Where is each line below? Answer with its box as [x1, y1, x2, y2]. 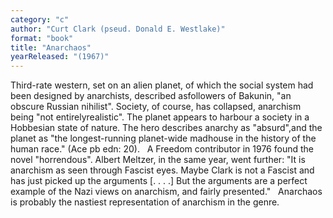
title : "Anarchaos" [10, 42, 92, 53]
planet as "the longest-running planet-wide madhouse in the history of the [10, 132, 317, 145]
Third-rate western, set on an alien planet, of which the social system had [10, 79, 314, 91]
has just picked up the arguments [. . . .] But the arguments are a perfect [10, 175, 308, 187]
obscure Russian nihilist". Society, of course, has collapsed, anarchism [10, 101, 302, 113]
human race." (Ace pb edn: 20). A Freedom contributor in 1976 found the [10, 143, 314, 155]
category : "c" [10, 14, 70, 25]
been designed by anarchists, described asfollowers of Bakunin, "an [10, 90, 292, 102]
